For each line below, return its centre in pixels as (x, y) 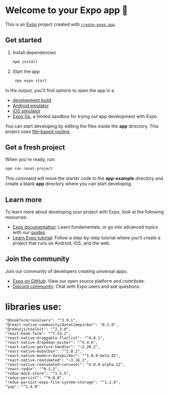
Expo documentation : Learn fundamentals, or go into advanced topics (85, 227)
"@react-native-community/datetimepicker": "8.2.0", (62, 325)
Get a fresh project (35, 147)
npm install (25, 62)
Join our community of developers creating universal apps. (67, 271)
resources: (16, 217)
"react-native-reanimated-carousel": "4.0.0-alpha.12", (65, 364)
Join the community (37, 259)
